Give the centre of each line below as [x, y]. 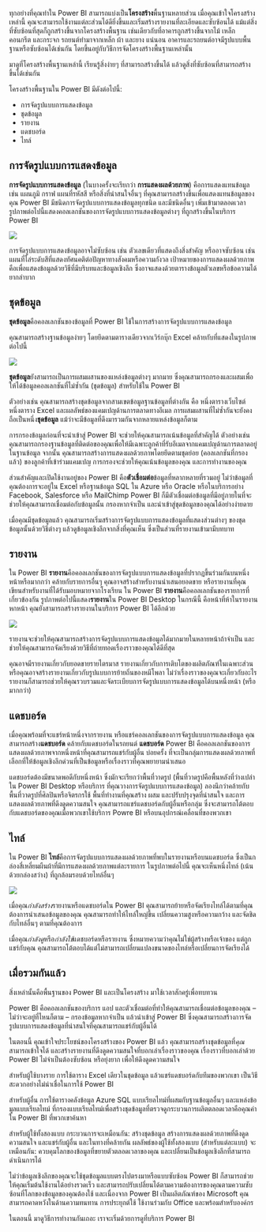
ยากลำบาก [22, 276]
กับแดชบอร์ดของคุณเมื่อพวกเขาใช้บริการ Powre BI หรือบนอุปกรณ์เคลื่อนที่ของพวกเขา [120, 813]
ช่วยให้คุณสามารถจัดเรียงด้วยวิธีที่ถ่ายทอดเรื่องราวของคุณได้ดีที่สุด [92, 648]
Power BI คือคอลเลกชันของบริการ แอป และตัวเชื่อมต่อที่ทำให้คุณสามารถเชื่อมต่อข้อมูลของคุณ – [133, 1008]
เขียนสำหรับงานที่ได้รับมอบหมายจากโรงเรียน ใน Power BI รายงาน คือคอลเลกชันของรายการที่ [129, 591]
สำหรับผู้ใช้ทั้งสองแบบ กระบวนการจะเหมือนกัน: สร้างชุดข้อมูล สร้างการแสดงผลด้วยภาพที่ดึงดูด [129, 1133]
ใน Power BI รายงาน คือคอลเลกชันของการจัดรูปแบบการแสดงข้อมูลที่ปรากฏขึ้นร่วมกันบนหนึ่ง [129, 573]
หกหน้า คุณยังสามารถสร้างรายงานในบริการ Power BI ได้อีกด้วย [92, 608]
